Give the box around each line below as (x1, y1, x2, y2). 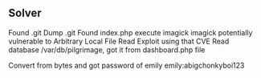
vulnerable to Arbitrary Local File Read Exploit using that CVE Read (8, 36, 230, 46)
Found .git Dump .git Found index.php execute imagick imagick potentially (8, 27, 253, 37)
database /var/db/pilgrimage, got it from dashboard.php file (8, 44, 206, 55)
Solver (8, 6, 42, 20)
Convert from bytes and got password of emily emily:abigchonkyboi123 (8, 60, 245, 70)
